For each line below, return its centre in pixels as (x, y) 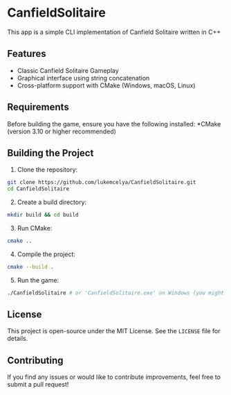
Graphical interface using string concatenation (83, 78)
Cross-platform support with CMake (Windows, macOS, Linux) (106, 85)
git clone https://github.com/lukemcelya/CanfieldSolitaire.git (102, 183)
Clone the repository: (47, 170)
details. (18, 339)
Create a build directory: (52, 202)
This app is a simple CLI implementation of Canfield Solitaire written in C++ (114, 32)
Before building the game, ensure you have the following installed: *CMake (114, 124)
